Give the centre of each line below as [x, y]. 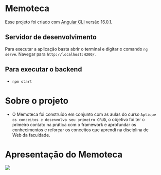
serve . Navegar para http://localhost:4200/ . [51, 54]
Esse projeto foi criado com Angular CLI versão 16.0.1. [59, 22]
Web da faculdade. [31, 135]
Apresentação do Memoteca [64, 154]
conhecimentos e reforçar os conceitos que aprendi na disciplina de [80, 130]
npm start [22, 81]
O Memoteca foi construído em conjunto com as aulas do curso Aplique [84, 114]
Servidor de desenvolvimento [51, 37]
